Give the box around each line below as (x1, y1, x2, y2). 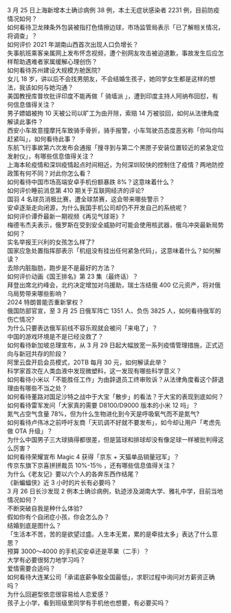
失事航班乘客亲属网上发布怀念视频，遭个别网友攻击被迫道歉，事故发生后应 (7, 49, 218, 57)
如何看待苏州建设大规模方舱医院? (7, 66, 101, 74)
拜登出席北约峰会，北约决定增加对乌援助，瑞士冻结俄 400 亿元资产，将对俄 (7, 281, 221, 289)
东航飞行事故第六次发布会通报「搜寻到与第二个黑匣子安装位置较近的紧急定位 (7, 144, 224, 151)
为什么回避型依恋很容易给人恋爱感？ (7, 590, 110, 598)
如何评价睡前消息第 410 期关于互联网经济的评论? (7, 186, 144, 194)
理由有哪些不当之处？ (7, 384, 67, 392)
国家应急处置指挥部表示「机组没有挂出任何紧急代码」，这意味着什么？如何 (7, 247, 215, 254)
